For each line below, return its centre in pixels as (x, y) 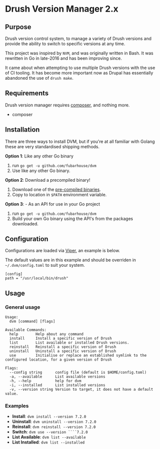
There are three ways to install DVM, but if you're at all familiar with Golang (80, 141)
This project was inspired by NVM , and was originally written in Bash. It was (79, 53)
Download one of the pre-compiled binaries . (56, 189)
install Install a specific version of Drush (61, 339)
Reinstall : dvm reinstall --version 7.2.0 (54, 427)
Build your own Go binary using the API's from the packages (72, 218)
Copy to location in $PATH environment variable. (59, 194)
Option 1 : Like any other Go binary (39, 156)
